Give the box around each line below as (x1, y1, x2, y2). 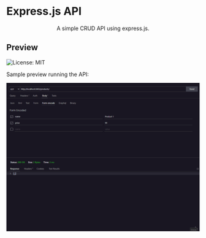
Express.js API (6, 4, 82, 18)
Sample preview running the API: (6, 71, 89, 78)
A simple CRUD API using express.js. (56, 25, 150, 32)
